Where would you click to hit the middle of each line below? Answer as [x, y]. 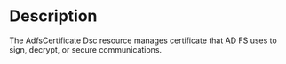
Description [53, 16]
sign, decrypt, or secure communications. [86, 49]
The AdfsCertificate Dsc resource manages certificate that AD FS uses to [143, 40]
